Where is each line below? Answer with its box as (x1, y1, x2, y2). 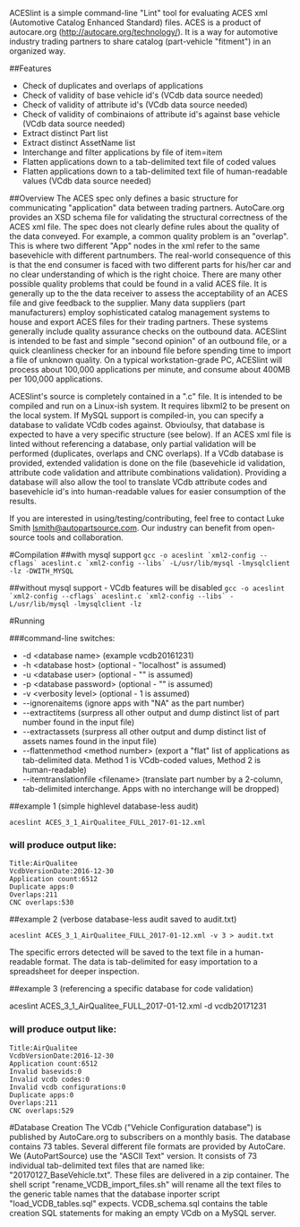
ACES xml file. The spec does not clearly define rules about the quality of (9, 221, 279, 232)
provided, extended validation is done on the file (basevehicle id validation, (9, 458, 286, 468)
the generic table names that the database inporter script (9, 1188, 220, 1199)
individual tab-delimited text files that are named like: (9, 1160, 205, 1171)
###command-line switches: (9, 633, 116, 643)
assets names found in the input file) (21, 736, 158, 746)
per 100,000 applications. (9, 373, 103, 384)
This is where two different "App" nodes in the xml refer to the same (9, 241, 261, 251)
